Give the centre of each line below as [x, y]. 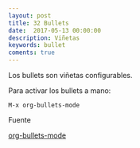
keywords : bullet [37, 45]
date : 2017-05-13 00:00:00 [55, 30]
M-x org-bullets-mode [44, 105]
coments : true [32, 53]
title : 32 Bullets [39, 23]
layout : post [30, 16]
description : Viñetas [44, 38]
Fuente [20, 120]
